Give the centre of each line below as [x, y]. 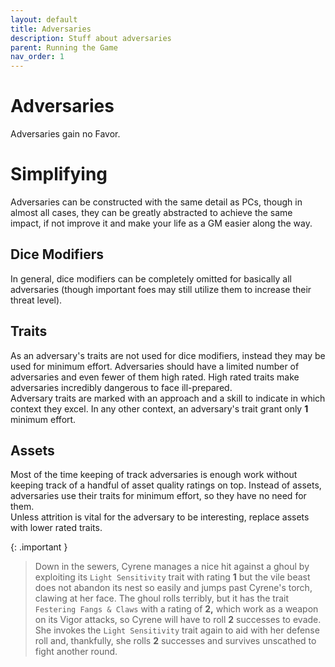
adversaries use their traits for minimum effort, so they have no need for [158, 496]
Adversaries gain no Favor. [65, 134]
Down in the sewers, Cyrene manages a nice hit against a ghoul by [172, 567]
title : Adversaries [51, 29]
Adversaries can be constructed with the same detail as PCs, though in [156, 202]
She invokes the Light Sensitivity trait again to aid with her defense [177, 630]
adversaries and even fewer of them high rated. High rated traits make [155, 377]
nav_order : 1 [37, 57]
